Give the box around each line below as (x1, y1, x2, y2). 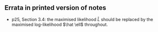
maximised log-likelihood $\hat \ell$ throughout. (11, 21, 108, 27)
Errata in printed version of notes (4, 4, 107, 12)
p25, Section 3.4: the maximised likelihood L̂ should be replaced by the (11, 16, 154, 22)
